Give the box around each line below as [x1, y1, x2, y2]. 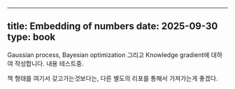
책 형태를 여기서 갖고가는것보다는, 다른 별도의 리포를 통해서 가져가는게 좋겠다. [7, 74, 218, 82]
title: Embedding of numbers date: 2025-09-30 [7, 20, 218, 32]
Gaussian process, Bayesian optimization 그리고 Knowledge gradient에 [7, 50, 210, 59]
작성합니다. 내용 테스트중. [14, 59, 84, 67]
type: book [7, 31, 56, 43]
